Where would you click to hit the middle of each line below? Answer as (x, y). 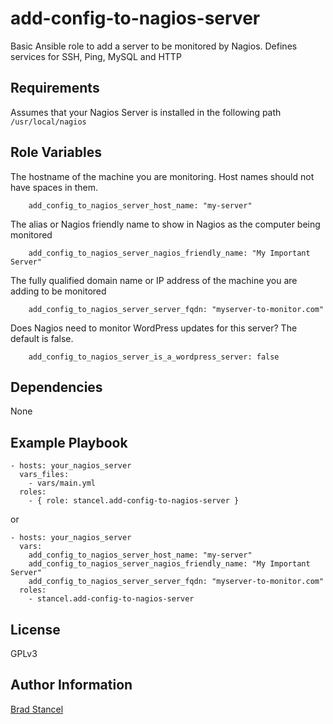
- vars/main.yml (62, 483)
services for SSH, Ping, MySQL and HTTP (96, 56)
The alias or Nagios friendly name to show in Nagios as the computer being (165, 224)
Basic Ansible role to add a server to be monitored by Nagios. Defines (154, 46)
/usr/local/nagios (48, 122)
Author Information (71, 685)
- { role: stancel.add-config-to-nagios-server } (134, 501)
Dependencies (56, 387)
